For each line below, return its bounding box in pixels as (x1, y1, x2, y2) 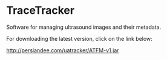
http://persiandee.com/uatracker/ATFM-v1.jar (6, 46, 119, 54)
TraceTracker (6, 4, 74, 17)
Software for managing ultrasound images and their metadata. (6, 23, 162, 31)
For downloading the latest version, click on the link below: (6, 35, 152, 42)
